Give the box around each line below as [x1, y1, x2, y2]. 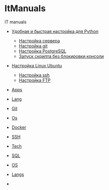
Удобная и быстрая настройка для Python [11, 28, 99, 34]
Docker [11, 124, 27, 130]
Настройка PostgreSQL [18, 48, 66, 54]
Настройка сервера [18, 37, 60, 44]
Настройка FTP [18, 77, 51, 83]
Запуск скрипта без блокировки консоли [18, 53, 104, 59]
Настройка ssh [18, 72, 50, 78]
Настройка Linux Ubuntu [11, 63, 62, 69]
